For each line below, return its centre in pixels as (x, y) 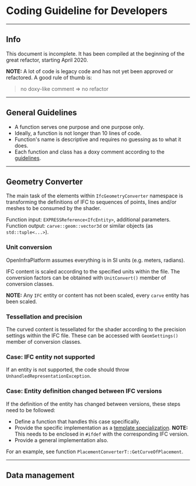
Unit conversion (29, 247)
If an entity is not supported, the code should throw (68, 369)
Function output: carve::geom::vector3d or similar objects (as (80, 226)
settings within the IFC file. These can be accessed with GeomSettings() (92, 336)
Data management (40, 475)
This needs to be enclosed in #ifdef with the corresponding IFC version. (101, 434)
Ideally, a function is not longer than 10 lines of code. (78, 133)
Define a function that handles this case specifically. (77, 421)
